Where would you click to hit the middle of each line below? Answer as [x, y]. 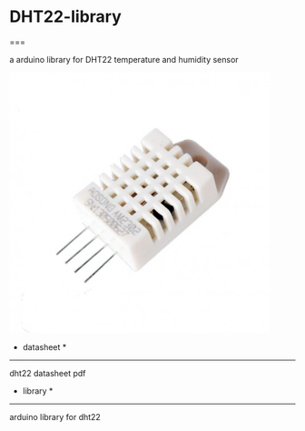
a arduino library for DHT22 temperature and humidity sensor [124, 59]
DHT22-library [65, 17]
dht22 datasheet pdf [48, 373]
